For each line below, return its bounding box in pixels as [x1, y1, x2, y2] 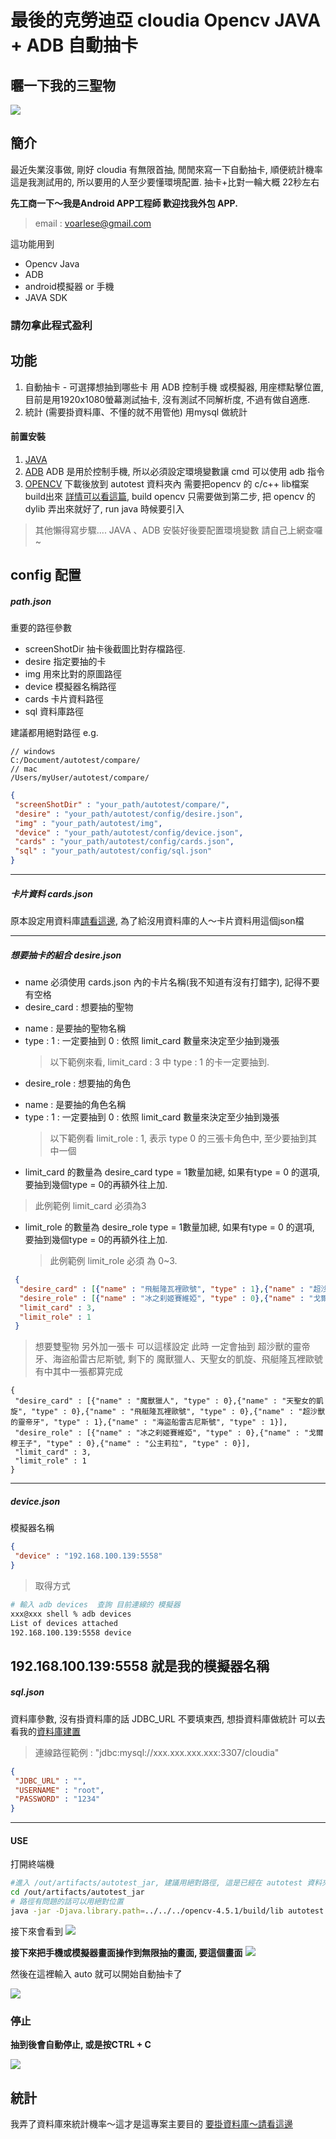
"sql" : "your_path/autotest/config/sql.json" [14, 846, 213, 856]
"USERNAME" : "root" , [14, 1785, 105, 1795]
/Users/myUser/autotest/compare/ [10, 773, 150, 783]
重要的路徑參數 [10, 622, 72, 634]
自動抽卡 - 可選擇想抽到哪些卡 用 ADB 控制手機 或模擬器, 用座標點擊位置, [24, 381, 324, 393]
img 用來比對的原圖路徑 [24, 668, 122, 680]
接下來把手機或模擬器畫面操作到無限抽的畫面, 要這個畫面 [10, 1946, 243, 1958]
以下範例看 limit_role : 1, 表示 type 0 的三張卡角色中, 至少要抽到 [49, 1132, 309, 1145]
